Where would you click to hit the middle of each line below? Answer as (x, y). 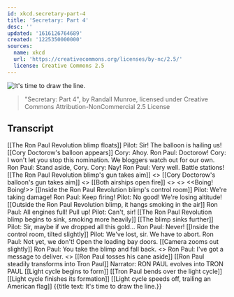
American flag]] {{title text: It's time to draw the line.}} (85, 287)
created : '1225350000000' (45, 40)
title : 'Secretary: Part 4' (48, 20)
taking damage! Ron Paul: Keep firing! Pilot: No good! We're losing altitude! (115, 197)
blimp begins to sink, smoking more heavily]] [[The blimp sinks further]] (110, 219)
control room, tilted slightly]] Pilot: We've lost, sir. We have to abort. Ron (111, 234)
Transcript (30, 129)
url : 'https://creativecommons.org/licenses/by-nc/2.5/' (98, 59)
